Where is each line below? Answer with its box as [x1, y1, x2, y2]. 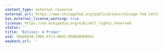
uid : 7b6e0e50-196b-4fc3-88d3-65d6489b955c [5, 34, 95, 39]
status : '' [5, 25, 27, 30]
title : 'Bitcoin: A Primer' [5, 30, 62, 34]
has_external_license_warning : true [5, 16, 79, 21]
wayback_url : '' [5, 39, 38, 44]
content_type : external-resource [5, 7, 73, 12]
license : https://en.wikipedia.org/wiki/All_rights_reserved [5, 20, 131, 26]
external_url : [5, 12, 34, 17]
